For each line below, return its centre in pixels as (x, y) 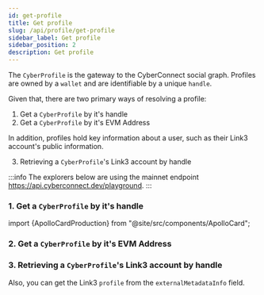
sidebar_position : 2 (42, 45)
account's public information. (56, 146)
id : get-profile (35, 15)
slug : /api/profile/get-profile (61, 30)
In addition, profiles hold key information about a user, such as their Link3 (128, 138)
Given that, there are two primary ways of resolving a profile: (107, 99)
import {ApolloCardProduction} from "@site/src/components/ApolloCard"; (129, 224)
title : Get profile (40, 23)
